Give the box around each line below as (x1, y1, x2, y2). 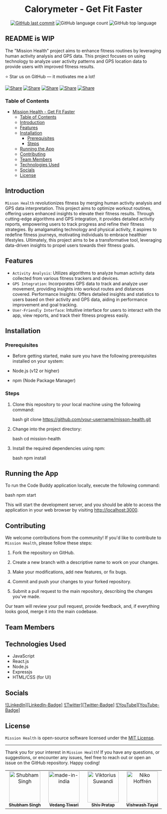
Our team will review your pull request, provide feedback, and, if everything (5, 603, 160, 609)
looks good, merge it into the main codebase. (5, 609, 98, 615)
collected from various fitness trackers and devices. (12, 275, 119, 281)
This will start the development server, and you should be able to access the (5, 502, 162, 508)
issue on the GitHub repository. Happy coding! (5, 760, 100, 766)
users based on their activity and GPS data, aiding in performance (12, 296, 148, 302)
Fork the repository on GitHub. (12, 549, 75, 556)
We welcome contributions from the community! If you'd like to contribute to (5, 535, 162, 541)
